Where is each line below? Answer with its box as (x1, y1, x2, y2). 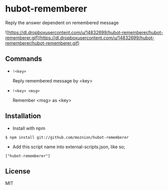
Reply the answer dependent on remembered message (5, 20, 119, 26)
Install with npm (12, 125, 46, 131)
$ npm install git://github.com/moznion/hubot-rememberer (5, 135, 129, 140)
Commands (5, 55, 43, 63)
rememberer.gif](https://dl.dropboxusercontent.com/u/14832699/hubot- (5, 35, 154, 41)
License (5, 167, 31, 175)
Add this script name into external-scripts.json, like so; (12, 144, 125, 150)
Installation (5, 112, 41, 121)
